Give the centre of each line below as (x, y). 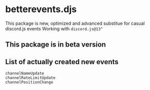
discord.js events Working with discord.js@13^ (54, 28)
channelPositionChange (29, 82)
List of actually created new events (62, 62)
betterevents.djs (41, 9)
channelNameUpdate (25, 74)
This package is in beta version (56, 45)
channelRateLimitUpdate (31, 78)
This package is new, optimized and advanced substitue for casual (75, 23)
